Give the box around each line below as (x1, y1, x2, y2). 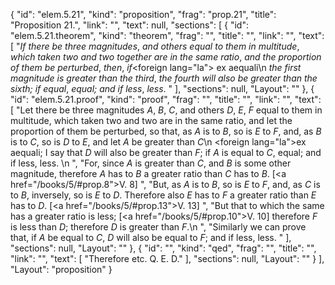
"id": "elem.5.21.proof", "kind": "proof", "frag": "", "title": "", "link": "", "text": (10, 94, 322, 105)
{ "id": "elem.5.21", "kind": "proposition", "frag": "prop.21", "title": (10, 9, 277, 20)
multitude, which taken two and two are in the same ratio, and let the (10, 115, 293, 126)
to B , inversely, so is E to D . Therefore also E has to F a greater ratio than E (10, 189, 317, 201)
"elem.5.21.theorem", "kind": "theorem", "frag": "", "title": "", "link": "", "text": (10, 30, 325, 41)
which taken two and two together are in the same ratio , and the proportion (10, 51, 322, 63)
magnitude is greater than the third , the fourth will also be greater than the (10, 72, 318, 84)
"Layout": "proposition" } (10, 264, 113, 275)
